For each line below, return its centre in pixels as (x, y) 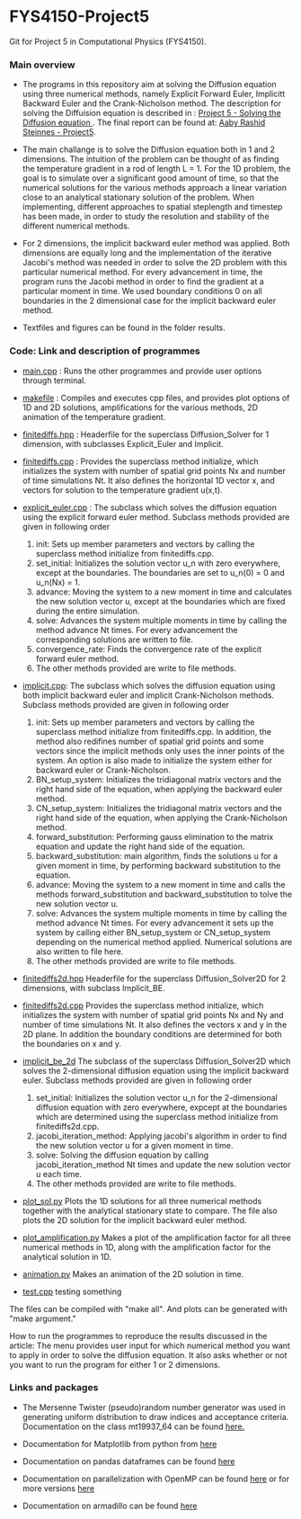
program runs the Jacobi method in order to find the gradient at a (143, 281)
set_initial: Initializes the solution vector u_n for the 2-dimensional (157, 1097)
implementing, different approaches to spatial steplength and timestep (152, 207)
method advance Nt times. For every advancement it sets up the (155, 923)
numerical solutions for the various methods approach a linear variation (155, 188)
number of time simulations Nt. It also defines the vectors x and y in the (155, 1024)
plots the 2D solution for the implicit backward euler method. (134, 1220)
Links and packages (54, 1388)
